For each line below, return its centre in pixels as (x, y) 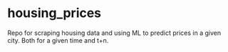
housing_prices (55, 13)
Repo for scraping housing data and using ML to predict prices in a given (114, 33)
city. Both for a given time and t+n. (58, 40)
